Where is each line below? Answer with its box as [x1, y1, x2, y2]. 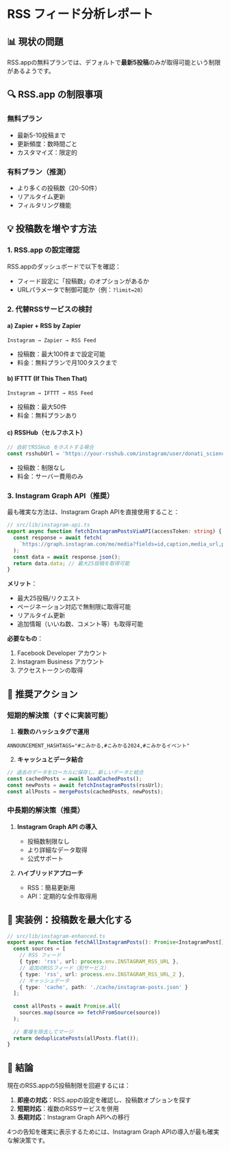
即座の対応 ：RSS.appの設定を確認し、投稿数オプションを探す [16, 1096, 192, 1104]
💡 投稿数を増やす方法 [7, 223, 97, 235]
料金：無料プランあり [16, 411, 77, 419]
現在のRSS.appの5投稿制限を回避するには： [7, 1082, 131, 1090]
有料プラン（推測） [7, 167, 71, 176]
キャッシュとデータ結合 [16, 755, 84, 763]
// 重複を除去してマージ [13, 1028, 74, 1035]
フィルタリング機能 [16, 200, 72, 209]
